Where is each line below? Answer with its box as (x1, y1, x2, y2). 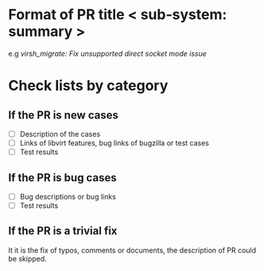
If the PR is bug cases (8, 171, 117, 184)
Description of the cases (19, 129, 101, 138)
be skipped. (8, 254, 48, 263)
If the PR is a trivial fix (8, 224, 118, 238)
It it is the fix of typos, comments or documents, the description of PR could (8, 245, 257, 255)
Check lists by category (8, 77, 169, 95)
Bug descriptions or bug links (19, 192, 117, 201)
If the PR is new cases (8, 108, 119, 122)
